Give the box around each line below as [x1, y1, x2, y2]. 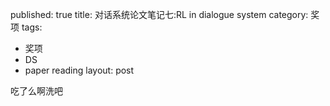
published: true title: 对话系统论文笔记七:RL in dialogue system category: [10, 9, 309, 20]
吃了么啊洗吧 [10, 85, 63, 97]
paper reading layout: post [24, 64, 135, 76]
